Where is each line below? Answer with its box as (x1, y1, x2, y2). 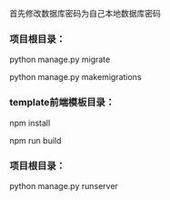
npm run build (9, 135, 62, 145)
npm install (9, 117, 51, 128)
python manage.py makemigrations (9, 72, 143, 83)
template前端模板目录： (9, 96, 115, 109)
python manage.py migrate (9, 54, 111, 65)
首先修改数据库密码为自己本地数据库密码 (9, 8, 161, 18)
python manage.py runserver (9, 180, 118, 191)
